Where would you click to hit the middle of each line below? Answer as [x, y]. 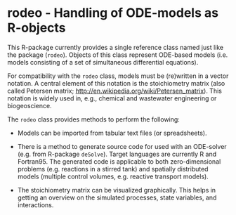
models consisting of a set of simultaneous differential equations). [103, 62]
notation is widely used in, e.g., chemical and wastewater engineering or [112, 98]
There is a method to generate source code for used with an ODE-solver [122, 146]
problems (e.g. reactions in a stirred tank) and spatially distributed [113, 169]
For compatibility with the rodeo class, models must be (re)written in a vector [118, 76]
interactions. [35, 204]
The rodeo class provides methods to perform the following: [94, 119]
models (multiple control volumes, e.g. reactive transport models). [113, 176]
